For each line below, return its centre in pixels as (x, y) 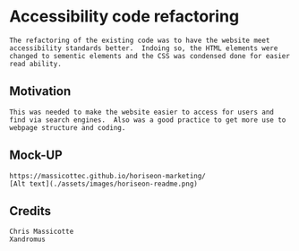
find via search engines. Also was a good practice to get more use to (148, 120)
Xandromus (28, 239)
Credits (30, 211)
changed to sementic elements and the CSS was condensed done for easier (150, 56)
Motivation (40, 91)
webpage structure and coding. (68, 127)
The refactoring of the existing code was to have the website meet (140, 40)
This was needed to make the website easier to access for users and (142, 112)
